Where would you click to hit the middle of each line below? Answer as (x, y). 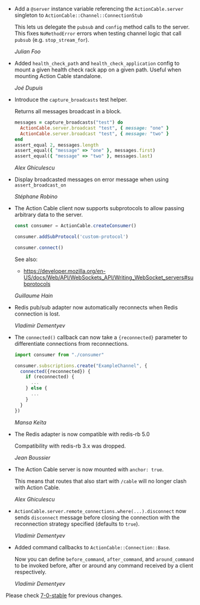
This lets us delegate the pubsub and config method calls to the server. (102, 27)
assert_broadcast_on (40, 185)
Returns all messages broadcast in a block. (68, 111)
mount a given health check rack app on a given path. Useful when (98, 70)
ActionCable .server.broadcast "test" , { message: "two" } (95, 134)
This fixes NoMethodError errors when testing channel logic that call (98, 33)
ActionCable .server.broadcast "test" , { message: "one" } (95, 128)
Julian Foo (27, 51)
